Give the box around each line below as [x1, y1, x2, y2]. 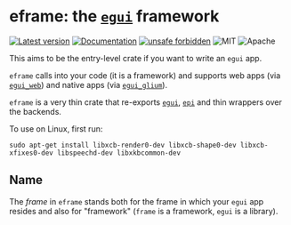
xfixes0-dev [9, 149, 53, 157]
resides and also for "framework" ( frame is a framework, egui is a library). [9, 205, 279, 216]
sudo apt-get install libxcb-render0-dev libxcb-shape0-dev [9, 141, 238, 149]
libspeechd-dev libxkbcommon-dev [56, 149, 181, 157]
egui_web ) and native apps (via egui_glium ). [9, 79, 167, 90]
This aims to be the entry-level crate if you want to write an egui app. [9, 52, 263, 63]
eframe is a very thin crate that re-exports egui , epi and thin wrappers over [9, 96, 282, 108]
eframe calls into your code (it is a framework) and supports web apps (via [9, 69, 281, 81]
